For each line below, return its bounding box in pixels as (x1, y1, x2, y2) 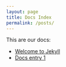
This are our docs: (6, 36, 51, 44)
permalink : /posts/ (6, 20, 55, 26)
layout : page (6, 8, 39, 15)
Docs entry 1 (14, 54, 46, 62)
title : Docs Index (6, 14, 52, 20)
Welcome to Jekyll (14, 48, 61, 55)
